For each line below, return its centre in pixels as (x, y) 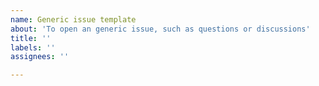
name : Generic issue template (73, 19)
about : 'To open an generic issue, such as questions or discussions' (160, 29)
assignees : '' (40, 57)
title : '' (31, 38)
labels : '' (33, 47)
